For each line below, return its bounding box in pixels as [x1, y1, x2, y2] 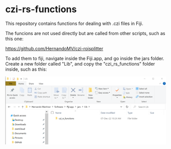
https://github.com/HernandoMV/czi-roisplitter [5, 45, 104, 51]
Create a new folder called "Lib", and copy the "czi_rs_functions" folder [5, 61, 155, 67]
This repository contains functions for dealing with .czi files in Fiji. [5, 20, 143, 26]
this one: [5, 36, 24, 42]
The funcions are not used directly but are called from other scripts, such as [5, 30, 166, 36]
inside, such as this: [5, 66, 47, 72]
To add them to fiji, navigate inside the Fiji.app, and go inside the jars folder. [5, 55, 164, 62]
